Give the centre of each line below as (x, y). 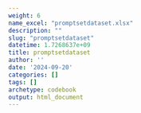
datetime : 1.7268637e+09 (49, 45)
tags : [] (23, 82)
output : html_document (46, 97)
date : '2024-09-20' (41, 68)
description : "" (35, 30)
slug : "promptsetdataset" (51, 38)
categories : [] (33, 75)
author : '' (26, 60)
